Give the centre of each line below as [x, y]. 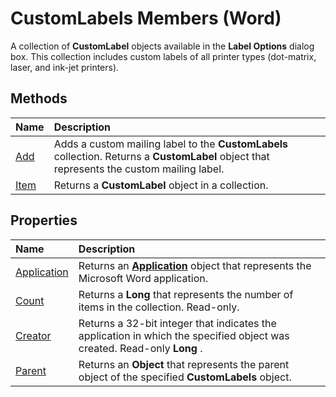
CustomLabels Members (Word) [146, 18]
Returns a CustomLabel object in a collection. [161, 185]
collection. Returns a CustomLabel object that [161, 156]
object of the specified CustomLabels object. [185, 377]
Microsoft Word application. [143, 278]
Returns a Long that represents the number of [186, 294]
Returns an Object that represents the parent [184, 364]
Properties [44, 220]
